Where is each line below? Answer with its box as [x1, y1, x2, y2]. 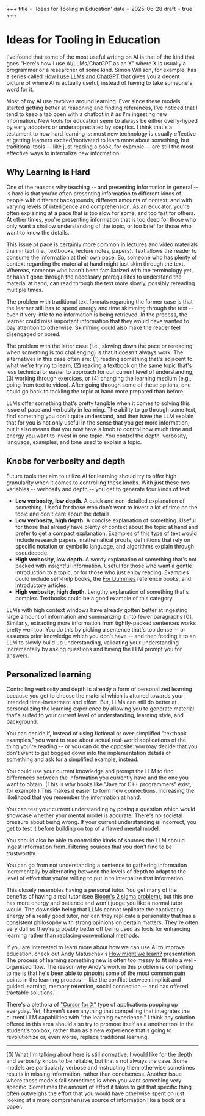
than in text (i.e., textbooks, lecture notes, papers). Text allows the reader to [6, 247, 197, 254]
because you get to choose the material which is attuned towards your [6, 692, 184, 699]
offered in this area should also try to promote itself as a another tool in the [6, 1020, 194, 1028]
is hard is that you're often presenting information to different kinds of [6, 189, 182, 197]
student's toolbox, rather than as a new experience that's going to [6, 1027, 172, 1034]
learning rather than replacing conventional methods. [6, 932, 140, 939]
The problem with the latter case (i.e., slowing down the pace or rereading [6, 342, 193, 349]
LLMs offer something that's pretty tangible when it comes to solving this [6, 399, 190, 407]
